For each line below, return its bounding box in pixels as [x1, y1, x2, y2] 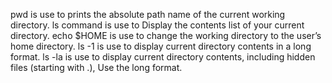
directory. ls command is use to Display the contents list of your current [10, 19, 305, 31]
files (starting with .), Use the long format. [10, 62, 183, 73]
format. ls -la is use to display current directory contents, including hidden [10, 51, 316, 63]
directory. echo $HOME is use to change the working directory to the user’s [10, 30, 322, 41]
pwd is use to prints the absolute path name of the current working [10, 9, 286, 20]
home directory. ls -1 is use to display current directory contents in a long [10, 40, 312, 52]
